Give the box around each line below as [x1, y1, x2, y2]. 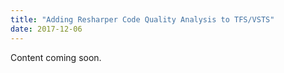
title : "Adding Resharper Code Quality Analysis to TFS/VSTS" [10, 14, 275, 25]
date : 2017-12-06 [10, 24, 83, 34]
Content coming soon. [10, 51, 102, 63]
